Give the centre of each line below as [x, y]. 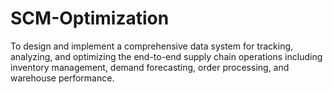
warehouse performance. [62, 78]
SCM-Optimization [90, 18]
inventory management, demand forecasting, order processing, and [150, 67]
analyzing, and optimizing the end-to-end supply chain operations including [166, 56]
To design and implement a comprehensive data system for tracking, [152, 46]
